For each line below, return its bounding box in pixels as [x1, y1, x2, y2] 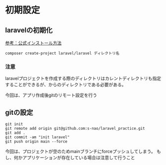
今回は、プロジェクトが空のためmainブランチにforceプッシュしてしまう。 [5, 149, 156, 155]
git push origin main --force [5, 139, 68, 144]
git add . [5, 130, 26, 136]
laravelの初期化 [5, 26, 53, 34]
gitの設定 [5, 108, 33, 117]
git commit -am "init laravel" [5, 135, 70, 140]
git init [5, 122, 23, 127]
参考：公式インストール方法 [5, 40, 62, 46]
